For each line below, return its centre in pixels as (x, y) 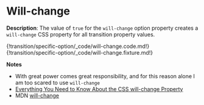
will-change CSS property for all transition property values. (81, 34)
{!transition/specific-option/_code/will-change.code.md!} (78, 46)
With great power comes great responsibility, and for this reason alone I (105, 76)
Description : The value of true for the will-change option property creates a (102, 28)
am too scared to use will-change (58, 83)
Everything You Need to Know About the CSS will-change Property (99, 89)
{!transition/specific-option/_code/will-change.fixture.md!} (80, 52)
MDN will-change (37, 95)
